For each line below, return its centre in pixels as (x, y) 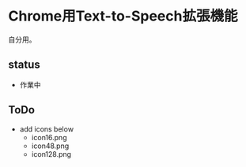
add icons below (46, 129)
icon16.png (49, 137)
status (25, 65)
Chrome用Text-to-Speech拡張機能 (123, 16)
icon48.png (50, 146)
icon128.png (51, 154)
